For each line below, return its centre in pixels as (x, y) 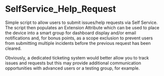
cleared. (13, 48)
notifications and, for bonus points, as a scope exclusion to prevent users (79, 38)
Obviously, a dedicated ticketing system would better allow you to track (77, 57)
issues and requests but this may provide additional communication (73, 63)
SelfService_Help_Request (60, 9)
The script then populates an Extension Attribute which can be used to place (82, 27)
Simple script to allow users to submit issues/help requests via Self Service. (82, 22)
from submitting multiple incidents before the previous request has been (78, 43)
